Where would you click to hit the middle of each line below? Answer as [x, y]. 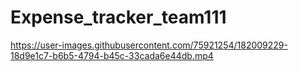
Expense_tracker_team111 [118, 17]
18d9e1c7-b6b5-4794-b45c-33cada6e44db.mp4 [112, 55]
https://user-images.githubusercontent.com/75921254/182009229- [149, 45]
